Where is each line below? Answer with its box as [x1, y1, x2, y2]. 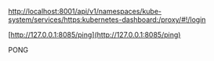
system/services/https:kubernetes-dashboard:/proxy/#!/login [8, 15, 206, 24]
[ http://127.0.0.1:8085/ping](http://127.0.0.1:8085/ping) [8, 30, 181, 39]
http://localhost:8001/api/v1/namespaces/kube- [8, 7, 162, 16]
